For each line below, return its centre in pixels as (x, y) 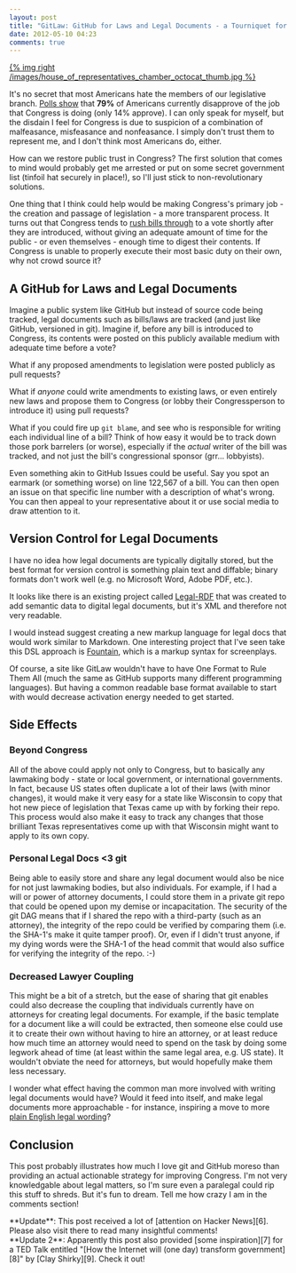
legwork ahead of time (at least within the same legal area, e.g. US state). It (146, 1053)
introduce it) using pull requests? (69, 410)
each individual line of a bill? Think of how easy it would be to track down (143, 437)
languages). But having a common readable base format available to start (143, 687)
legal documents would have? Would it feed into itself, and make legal (136, 1098)
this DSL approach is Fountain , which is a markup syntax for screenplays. (143, 651)
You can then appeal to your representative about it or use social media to (144, 502)
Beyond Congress (49, 750)
